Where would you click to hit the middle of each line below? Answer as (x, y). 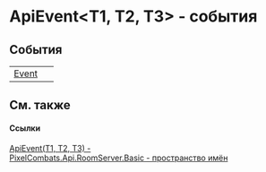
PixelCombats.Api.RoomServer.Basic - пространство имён (119, 158)
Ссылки (25, 128)
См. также (40, 105)
